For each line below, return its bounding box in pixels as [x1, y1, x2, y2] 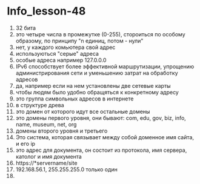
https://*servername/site [15, 159, 78, 166]
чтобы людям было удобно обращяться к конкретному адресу [15, 88, 179, 96]
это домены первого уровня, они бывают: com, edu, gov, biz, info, [15, 114, 187, 122]
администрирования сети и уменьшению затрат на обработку [15, 69, 178, 76]
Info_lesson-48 [7, 4, 86, 18]
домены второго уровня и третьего [15, 127, 108, 134]
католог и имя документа [15, 153, 82, 160]
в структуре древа [15, 101, 64, 108]
